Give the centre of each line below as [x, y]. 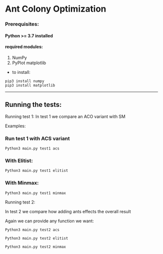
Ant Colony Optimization [56, 9]
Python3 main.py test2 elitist [37, 238]
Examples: [15, 126]
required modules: [24, 47]
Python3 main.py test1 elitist [37, 171]
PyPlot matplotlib [29, 63]
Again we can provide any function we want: [49, 221]
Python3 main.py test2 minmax [36, 247]
